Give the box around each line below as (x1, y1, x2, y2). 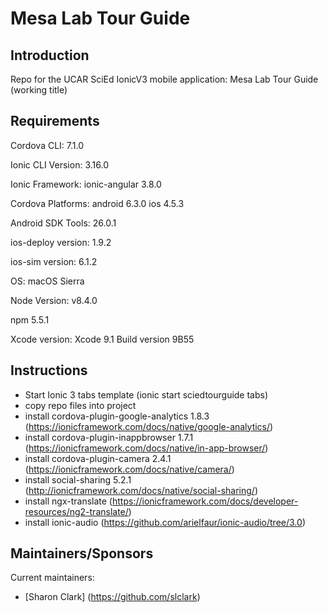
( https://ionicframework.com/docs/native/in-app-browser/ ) (24, 442, 269, 454)
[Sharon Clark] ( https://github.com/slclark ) (24, 591, 201, 603)
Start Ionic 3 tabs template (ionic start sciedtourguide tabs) (24, 388, 269, 401)
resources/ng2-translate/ (24, 505, 129, 517)
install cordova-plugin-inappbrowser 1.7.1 (24, 431, 194, 443)
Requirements (10, 113, 100, 130)
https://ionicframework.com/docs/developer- (111, 495, 299, 507)
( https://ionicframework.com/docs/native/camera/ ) (24, 463, 235, 475)
